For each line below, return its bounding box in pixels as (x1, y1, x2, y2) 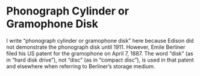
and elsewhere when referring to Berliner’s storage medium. (6, 62, 155, 70)
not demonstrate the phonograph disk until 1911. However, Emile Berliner (6, 43, 186, 51)
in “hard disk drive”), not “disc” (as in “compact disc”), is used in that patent (6, 56, 194, 63)
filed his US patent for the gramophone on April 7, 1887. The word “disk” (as (6, 49, 194, 57)
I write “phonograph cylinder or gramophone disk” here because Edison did (6, 37, 194, 44)
